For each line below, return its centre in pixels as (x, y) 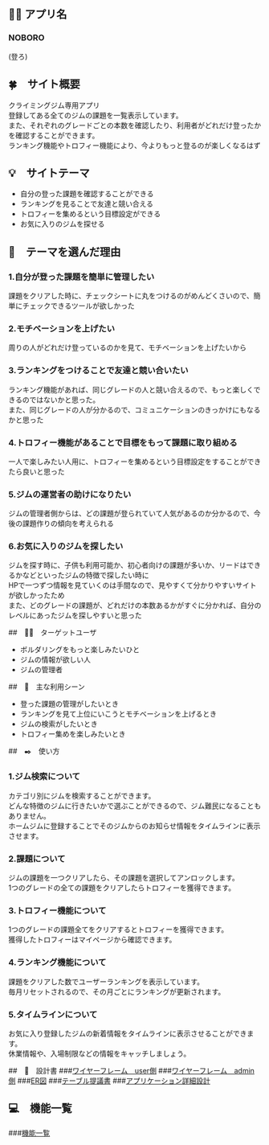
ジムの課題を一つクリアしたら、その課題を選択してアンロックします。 (124, 878)
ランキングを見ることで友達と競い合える (87, 204)
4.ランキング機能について (57, 962)
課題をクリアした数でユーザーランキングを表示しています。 (106, 981)
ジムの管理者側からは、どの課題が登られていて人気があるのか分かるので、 (131, 514)
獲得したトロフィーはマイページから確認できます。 (92, 940)
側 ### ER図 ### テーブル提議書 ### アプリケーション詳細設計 (109, 1081)
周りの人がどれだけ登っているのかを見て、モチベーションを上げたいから (128, 347)
